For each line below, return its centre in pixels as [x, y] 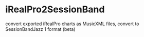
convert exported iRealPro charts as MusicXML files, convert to [72, 24]
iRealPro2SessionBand [55, 10]
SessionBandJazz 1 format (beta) [40, 29]
